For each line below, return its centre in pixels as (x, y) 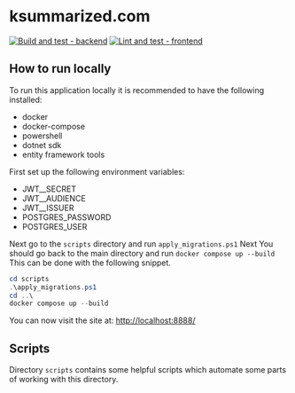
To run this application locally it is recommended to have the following (136, 90)
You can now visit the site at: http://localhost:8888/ (102, 320)
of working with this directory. (64, 380)
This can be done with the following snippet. (90, 263)
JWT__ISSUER (48, 208)
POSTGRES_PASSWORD (66, 217)
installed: (26, 99)
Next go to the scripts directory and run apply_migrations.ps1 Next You (141, 244)
